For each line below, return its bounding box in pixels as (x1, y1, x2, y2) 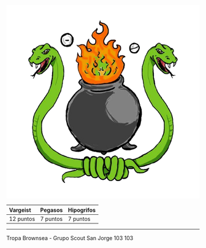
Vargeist (9, 206, 32, 214)
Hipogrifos (67, 206, 96, 214)
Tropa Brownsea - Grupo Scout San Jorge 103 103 (6, 234, 134, 242)
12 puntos (9, 215, 36, 222)
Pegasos (40, 206, 63, 214)
